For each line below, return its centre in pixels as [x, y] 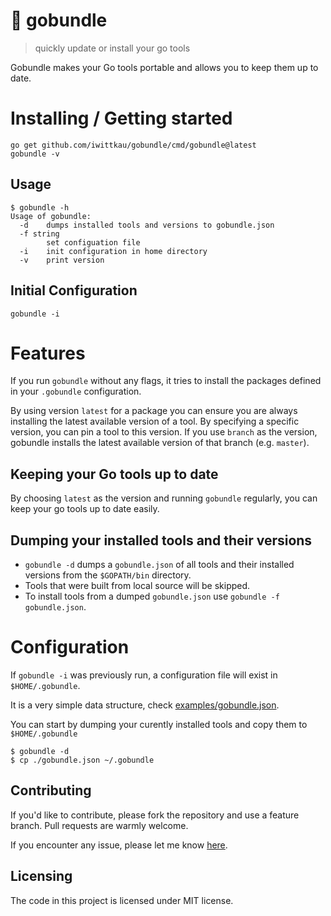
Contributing [51, 790]
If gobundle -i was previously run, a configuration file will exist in [144, 675]
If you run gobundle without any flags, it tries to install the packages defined [166, 381]
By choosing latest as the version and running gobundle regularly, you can [164, 498]
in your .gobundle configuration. [76, 391]
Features [48, 353]
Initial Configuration [74, 290]
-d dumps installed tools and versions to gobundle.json [147, 225]
